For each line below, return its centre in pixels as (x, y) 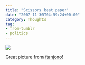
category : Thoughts (26, 19)
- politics (17, 33)
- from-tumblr (20, 29)
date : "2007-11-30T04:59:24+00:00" (43, 15)
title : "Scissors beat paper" (37, 10)
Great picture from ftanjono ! (34, 57)
